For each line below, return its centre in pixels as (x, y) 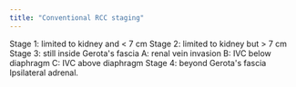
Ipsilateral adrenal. (44, 72)
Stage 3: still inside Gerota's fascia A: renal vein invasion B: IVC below (140, 53)
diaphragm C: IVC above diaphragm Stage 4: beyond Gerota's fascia (138, 63)
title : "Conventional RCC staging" (77, 18)
